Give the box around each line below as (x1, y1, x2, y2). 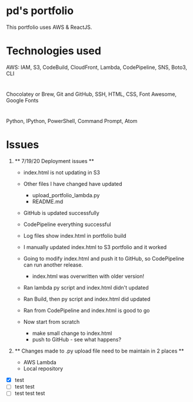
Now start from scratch (23, 318, 80, 325)
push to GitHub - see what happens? (32, 336, 122, 343)
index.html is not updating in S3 (23, 169, 100, 176)
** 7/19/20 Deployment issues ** (14, 158, 94, 165)
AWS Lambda (23, 359, 57, 366)
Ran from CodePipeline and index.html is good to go (23, 307, 150, 314)
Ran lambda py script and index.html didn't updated (23, 284, 149, 291)
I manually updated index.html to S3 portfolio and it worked (23, 244, 167, 251)
